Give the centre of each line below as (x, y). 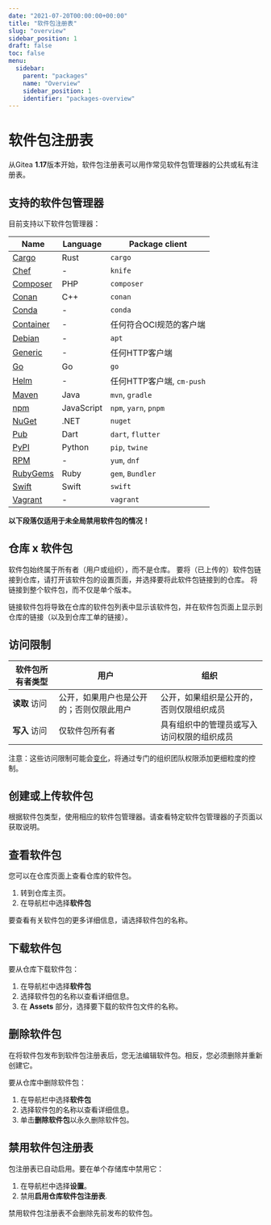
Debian (26, 338)
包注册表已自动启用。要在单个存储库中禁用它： (86, 1169)
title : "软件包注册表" (43, 23)
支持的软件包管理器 (56, 203)
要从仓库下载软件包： (44, 969)
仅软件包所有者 (87, 730)
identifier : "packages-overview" (79, 98)
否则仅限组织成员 (193, 709)
